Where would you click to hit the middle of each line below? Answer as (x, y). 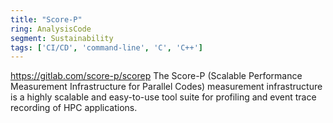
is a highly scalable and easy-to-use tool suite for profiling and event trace (163, 97)
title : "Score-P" (46, 19)
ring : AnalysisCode (51, 29)
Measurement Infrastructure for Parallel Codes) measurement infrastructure (166, 87)
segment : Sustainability (62, 38)
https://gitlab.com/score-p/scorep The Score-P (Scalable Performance (156, 76)
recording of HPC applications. (74, 108)
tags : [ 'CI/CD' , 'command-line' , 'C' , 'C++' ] (106, 47)
